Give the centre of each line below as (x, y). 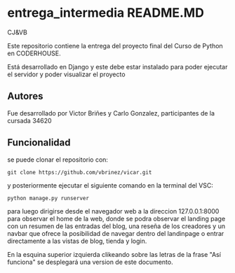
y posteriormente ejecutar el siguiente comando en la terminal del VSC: (110, 185)
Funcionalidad (39, 142)
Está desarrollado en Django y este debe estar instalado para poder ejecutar (117, 66)
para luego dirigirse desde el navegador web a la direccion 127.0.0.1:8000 (113, 211)
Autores (25, 96)
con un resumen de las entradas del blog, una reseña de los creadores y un (116, 226)
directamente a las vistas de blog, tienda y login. (77, 241)
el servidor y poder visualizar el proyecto (66, 74)
